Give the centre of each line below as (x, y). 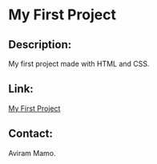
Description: (40, 45)
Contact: (31, 134)
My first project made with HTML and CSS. (79, 64)
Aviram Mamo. (32, 153)
